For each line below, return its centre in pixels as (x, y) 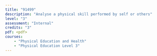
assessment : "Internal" (29, 23)
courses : (14, 37)
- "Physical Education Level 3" (47, 46)
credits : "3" (18, 28)
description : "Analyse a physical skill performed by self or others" (79, 14)
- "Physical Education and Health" (50, 41)
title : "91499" (21, 9)
